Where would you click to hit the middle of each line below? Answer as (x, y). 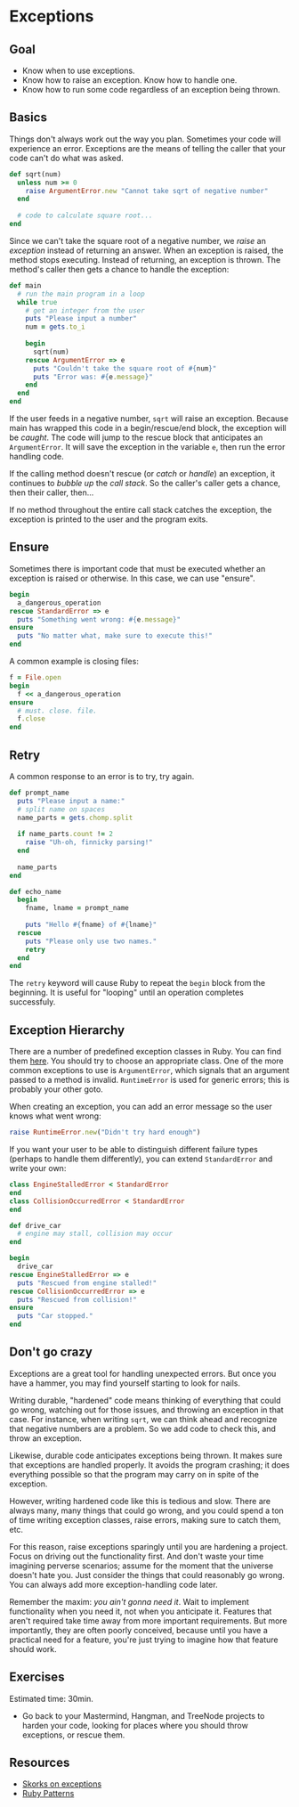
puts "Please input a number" (81, 319)
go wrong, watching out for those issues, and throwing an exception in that (146, 1410)
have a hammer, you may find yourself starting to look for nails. (125, 1383)
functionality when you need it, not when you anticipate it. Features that (141, 1611)
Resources (40, 1763)
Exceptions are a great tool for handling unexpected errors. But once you (143, 1373)
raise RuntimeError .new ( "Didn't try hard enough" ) (105, 1133)
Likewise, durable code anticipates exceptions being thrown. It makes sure (146, 1455)
